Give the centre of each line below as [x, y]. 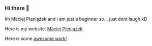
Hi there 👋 [17, 8]
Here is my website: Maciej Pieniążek [44, 29]
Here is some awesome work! [36, 39]
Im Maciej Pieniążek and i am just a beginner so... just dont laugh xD [76, 19]
